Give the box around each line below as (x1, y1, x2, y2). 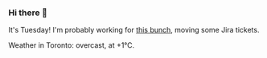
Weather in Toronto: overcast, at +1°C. (8, 41, 135, 50)
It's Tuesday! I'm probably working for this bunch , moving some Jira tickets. (8, 25, 260, 35)
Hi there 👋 (8, 7, 48, 18)
